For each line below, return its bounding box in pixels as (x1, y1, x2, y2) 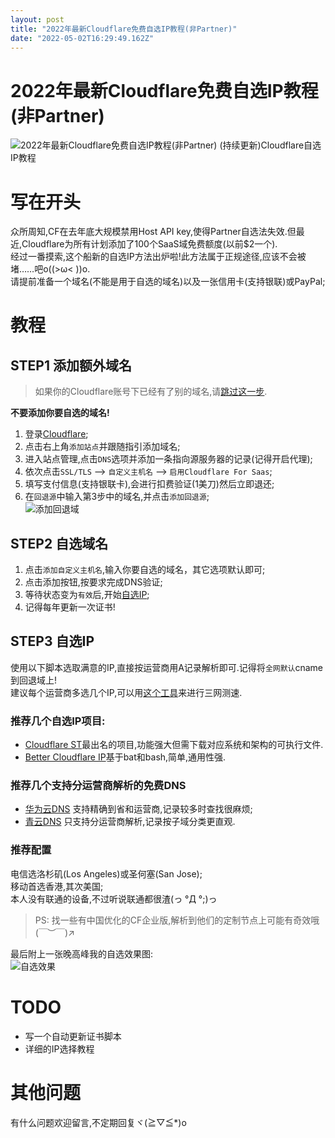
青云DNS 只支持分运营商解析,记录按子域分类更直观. (24, 816, 236, 828)
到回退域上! (10, 674, 58, 686)
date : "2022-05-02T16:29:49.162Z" (10, 33, 155, 43)
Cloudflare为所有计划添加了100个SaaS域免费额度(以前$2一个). (21, 238, 278, 250)
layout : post (10, 14, 65, 25)
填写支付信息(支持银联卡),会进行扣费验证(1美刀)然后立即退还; (24, 478, 275, 490)
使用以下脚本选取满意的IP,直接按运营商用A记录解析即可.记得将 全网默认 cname (10, 661, 324, 673)
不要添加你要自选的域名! (10, 407, 110, 419)
